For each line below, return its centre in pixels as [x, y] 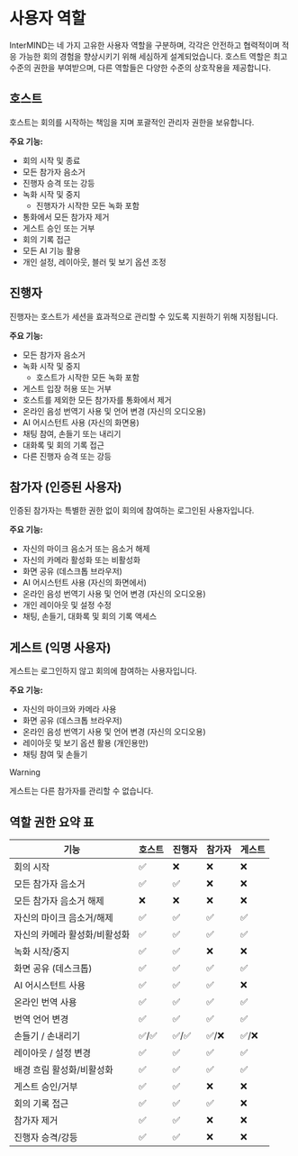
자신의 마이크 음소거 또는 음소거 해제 [86, 549]
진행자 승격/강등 [46, 1138]
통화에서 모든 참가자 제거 [66, 216]
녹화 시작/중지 [42, 951]
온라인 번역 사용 [45, 1002]
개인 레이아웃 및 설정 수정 [67, 605]
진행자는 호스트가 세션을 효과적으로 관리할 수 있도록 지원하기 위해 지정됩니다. [144, 316]
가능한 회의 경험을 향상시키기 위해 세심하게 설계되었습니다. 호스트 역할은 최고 [153, 56]
